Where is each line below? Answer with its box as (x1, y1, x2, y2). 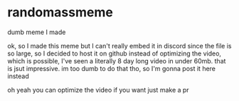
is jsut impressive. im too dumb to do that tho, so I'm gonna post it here (7, 64, 216, 73)
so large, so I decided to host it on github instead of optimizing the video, (7, 49, 222, 58)
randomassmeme (7, 4, 114, 21)
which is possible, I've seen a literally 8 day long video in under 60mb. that (7, 56, 226, 65)
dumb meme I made (7, 28, 66, 36)
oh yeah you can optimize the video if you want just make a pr (7, 85, 190, 94)
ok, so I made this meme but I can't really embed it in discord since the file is (7, 41, 232, 50)
